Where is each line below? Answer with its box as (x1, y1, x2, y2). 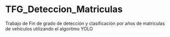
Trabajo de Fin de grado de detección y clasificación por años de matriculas (5, 20, 165, 26)
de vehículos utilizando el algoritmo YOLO (5, 25, 93, 31)
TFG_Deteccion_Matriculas (5, 4, 123, 15)
